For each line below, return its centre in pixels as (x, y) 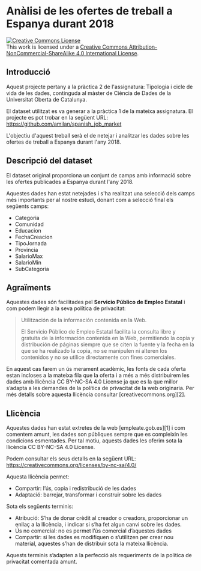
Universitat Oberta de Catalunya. (46, 99)
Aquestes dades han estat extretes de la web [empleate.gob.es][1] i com (96, 428)
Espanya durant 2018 (60, 24)
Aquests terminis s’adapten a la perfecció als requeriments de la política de (99, 555)
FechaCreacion (34, 237)
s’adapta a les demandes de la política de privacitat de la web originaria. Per (100, 388)
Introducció (28, 72)
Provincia (26, 249)
